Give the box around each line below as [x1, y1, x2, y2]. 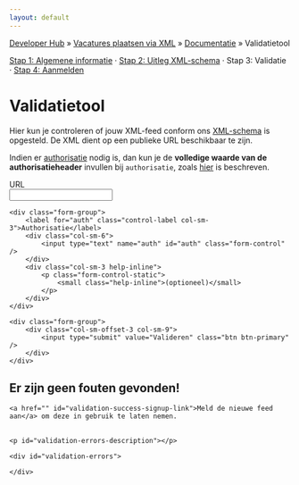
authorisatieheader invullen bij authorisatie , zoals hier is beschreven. [9, 162, 270, 172]
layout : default [9, 13, 70, 22]
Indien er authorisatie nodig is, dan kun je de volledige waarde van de [9, 152, 268, 163]
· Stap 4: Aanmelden [9, 64, 85, 75]
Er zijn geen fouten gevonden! [9, 380, 180, 396]
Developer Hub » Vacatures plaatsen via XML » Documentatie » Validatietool [9, 38, 290, 48]
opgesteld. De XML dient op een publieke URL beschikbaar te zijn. [9, 135, 253, 146]
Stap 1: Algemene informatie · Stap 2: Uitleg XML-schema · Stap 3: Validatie [9, 54, 287, 65]
